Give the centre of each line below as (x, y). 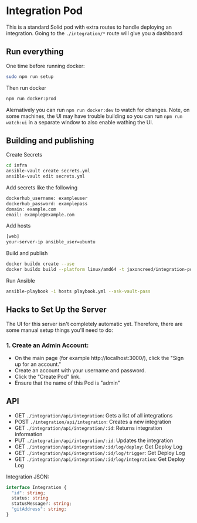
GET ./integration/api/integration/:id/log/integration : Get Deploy (100, 459)
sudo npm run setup (30, 77)
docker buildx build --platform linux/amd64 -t (65, 270)
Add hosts (18, 226)
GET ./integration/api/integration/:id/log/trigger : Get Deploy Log (100, 453)
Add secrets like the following (42, 187)
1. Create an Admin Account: (47, 345)
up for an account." (38, 364)
